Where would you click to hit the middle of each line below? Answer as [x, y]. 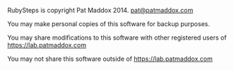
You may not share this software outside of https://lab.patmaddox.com [110, 59]
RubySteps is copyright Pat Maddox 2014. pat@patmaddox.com [100, 10]
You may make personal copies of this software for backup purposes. [109, 24]
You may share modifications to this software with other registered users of [117, 37]
